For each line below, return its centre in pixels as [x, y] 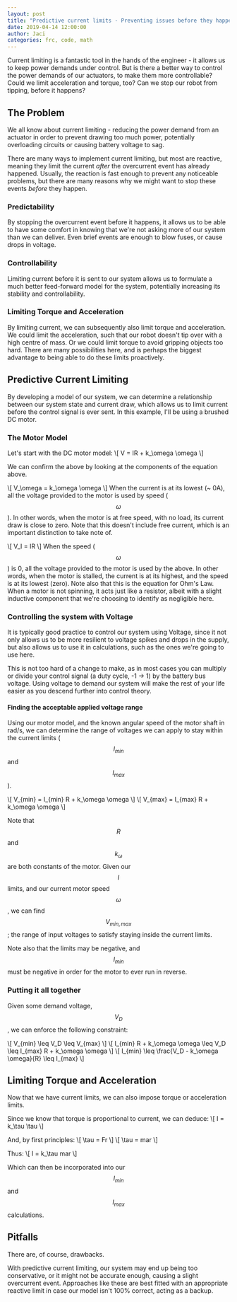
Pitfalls [23, 1237]
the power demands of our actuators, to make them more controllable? [110, 76]
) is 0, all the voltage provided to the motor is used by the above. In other [113, 568]
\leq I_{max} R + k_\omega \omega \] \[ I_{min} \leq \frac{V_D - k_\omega [113, 1051]
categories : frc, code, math [50, 40]
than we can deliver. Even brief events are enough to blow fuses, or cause [115, 237]
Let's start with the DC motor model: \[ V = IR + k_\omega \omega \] [105, 453]
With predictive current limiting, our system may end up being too [103, 1268]
